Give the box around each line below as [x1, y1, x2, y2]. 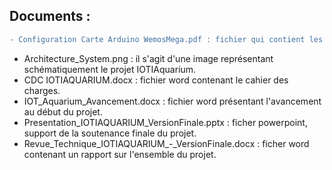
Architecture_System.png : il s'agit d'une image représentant [23, 52, 274, 64]
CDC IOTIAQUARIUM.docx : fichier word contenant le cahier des [23, 74, 289, 86]
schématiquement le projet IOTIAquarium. [23, 63, 197, 75]
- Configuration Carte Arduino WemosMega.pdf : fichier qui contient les [9, 34, 324, 44]
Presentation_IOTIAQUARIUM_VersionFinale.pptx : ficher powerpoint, [23, 116, 308, 128]
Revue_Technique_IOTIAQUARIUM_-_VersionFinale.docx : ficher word [23, 137, 310, 149]
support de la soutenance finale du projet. [23, 127, 197, 139]
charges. [23, 84, 61, 96]
